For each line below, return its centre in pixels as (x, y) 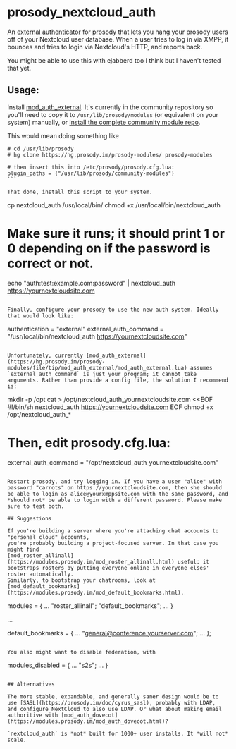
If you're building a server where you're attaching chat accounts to (113, 531)
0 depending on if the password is (109, 248)
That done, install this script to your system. (80, 192)
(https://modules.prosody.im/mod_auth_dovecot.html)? (88, 721)
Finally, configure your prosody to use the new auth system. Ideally (113, 310)
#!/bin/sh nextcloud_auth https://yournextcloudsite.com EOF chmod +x (110, 407)
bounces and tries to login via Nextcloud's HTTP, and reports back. (105, 47)
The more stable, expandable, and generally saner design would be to (113, 696)
